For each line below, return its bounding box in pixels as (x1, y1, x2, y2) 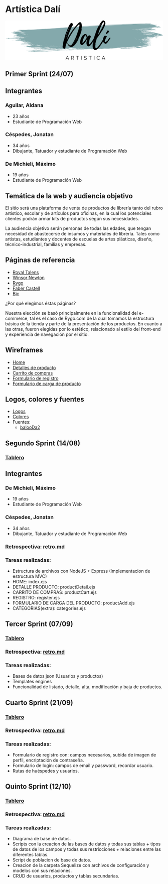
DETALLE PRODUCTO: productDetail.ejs (12, 584, 95, 590)
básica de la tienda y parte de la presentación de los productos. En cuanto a (5, 320, 162, 327)
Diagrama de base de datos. (12, 836, 71, 842)
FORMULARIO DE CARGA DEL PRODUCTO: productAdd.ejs (12, 600, 135, 606)
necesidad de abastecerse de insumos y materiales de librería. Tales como (5, 230, 160, 236)
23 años (12, 113, 30, 119)
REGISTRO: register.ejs (12, 594, 60, 600)
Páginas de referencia (5, 256, 75, 265)
